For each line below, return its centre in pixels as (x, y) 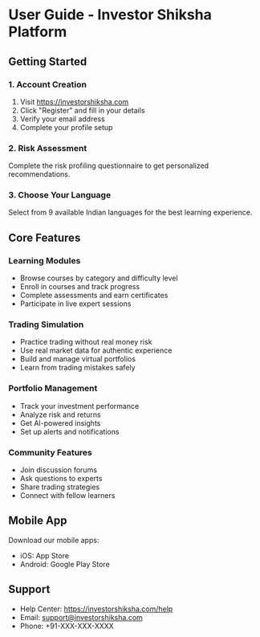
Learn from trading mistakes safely (77, 368)
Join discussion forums (59, 470)
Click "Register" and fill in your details (83, 110)
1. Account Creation (47, 84)
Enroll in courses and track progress (80, 287)
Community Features (50, 452)
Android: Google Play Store (65, 564)
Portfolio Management (53, 389)
